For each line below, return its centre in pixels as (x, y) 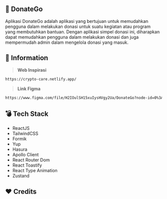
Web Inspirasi (32, 70)
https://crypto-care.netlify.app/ (41, 79)
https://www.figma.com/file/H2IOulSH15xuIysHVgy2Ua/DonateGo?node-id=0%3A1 (85, 98)
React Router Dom (31, 160)
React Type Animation (35, 171)
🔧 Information (27, 58)
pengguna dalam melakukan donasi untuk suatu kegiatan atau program (78, 26)
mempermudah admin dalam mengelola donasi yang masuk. (67, 42)
